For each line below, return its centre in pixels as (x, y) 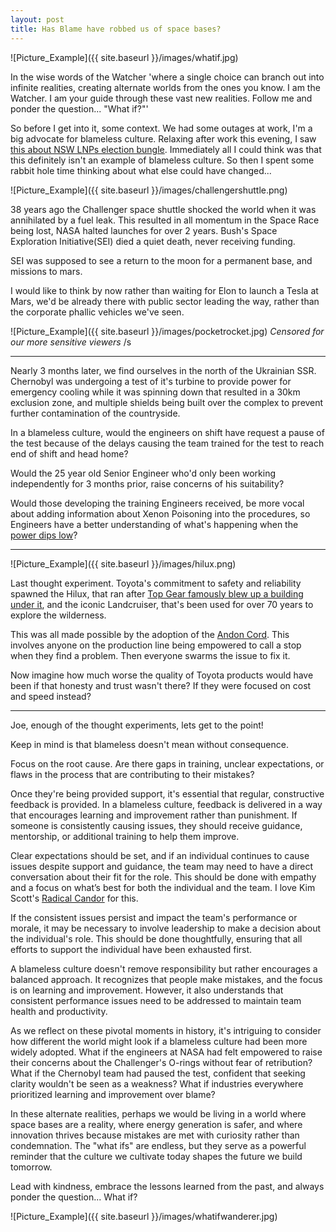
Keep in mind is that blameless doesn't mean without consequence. (149, 744)
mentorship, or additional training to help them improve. (125, 836)
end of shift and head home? (69, 453)
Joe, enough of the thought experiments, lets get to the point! (137, 725)
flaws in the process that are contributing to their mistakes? (132, 774)
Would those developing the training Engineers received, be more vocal (157, 503)
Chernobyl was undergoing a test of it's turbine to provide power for (151, 381)
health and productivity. (59, 1011)
